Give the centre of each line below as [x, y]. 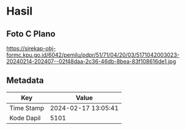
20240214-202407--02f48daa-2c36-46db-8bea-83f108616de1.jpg [91, 61]
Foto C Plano [31, 34]
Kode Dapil [25, 118]
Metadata [25, 81]
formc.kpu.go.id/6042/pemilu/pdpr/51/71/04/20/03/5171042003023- [93, 55]
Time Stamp [27, 108]
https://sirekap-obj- [31, 48]
